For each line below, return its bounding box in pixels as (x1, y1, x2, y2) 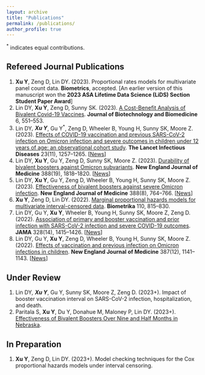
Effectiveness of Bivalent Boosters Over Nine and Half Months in (15, 315, 178, 322)
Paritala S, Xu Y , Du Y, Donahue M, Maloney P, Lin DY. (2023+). (15, 308, 176, 316)
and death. (15, 301, 43, 309)
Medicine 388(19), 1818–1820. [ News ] (15, 170, 111, 178)
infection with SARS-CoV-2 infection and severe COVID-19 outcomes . (15, 222, 191, 230)
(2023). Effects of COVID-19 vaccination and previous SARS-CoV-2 (15, 131, 185, 138)
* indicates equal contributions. (6, 43, 85, 51)
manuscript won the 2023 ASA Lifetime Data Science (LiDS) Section (15, 91, 190, 98)
